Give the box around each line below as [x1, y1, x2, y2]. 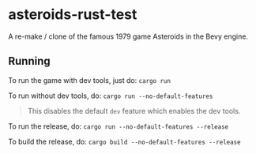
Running [8, 54, 51, 68]
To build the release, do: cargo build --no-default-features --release [8, 137, 241, 146]
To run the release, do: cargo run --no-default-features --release [8, 121, 229, 131]
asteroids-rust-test [8, 6, 137, 24]
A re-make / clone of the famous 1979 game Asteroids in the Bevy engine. [8, 32, 249, 41]
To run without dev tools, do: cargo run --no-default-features [8, 91, 213, 100]
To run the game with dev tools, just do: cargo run [8, 75, 171, 85]
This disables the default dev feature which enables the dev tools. [27, 106, 241, 115]
